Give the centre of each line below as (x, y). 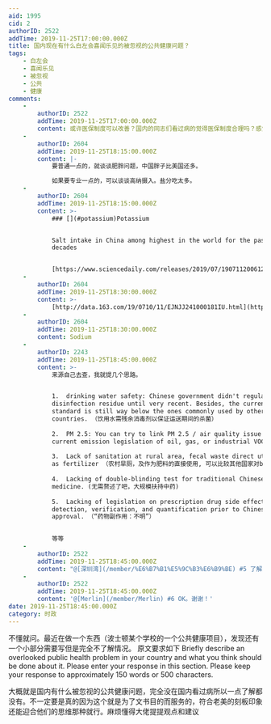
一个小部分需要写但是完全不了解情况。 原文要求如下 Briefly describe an (127, 648)
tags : (17, 53)
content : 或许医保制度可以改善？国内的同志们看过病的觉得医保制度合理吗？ (147, 129)
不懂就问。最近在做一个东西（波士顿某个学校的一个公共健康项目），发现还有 (134, 638)
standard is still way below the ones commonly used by (147, 412)
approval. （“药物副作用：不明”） (103, 517)
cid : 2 (19, 23)
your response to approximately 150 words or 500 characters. (111, 674)
